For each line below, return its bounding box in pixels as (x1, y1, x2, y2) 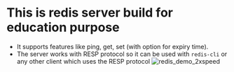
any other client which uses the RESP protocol (16, 57, 151, 65)
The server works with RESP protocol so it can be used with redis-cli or (16, 50, 228, 58)
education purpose (6, 19, 120, 35)
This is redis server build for (6, 5, 173, 21)
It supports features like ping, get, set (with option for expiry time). (16, 42, 209, 51)
